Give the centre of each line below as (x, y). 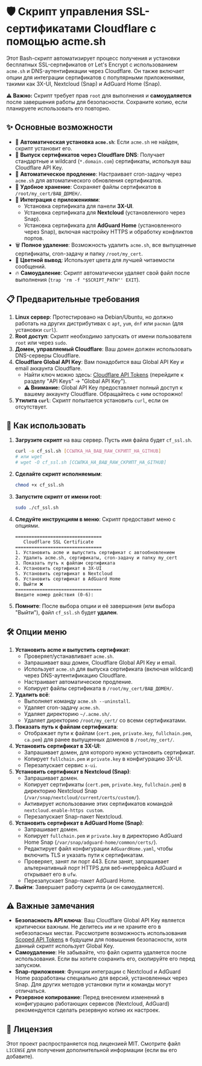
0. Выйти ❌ (29, 584)
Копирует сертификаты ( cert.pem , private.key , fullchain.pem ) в (105, 784)
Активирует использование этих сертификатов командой (98, 803)
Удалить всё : (32, 694)
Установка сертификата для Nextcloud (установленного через (105, 212)
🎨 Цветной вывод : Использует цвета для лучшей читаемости (95, 260)
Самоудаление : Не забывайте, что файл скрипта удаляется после (101, 953)
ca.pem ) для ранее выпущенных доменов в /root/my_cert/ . (99, 739)
